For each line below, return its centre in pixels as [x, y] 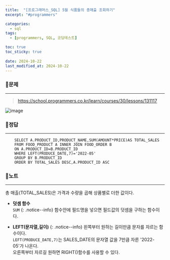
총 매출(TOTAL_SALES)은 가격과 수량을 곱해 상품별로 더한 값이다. [70, 193]
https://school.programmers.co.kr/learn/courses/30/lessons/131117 [87, 101]
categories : [18, 24]
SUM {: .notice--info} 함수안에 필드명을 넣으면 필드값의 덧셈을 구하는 [79, 210]
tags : [11, 33]
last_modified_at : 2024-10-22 [37, 66]
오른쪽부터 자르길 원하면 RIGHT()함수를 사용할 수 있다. [66, 252]
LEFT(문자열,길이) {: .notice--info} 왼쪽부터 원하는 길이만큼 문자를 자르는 [85, 227]
